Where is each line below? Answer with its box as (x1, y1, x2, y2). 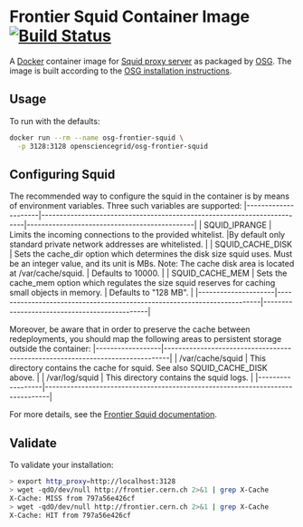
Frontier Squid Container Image (9, 6, 251, 27)
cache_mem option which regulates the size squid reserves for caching (9, 278, 276, 288)
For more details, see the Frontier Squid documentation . (9, 409, 217, 420)
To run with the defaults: (9, 115, 100, 126)
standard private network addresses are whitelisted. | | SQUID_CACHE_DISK (9, 239, 292, 250)
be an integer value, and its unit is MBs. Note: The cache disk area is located (9, 259, 295, 269)
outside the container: (9, 343, 91, 355)
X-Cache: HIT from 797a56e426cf (9, 511, 131, 520)
